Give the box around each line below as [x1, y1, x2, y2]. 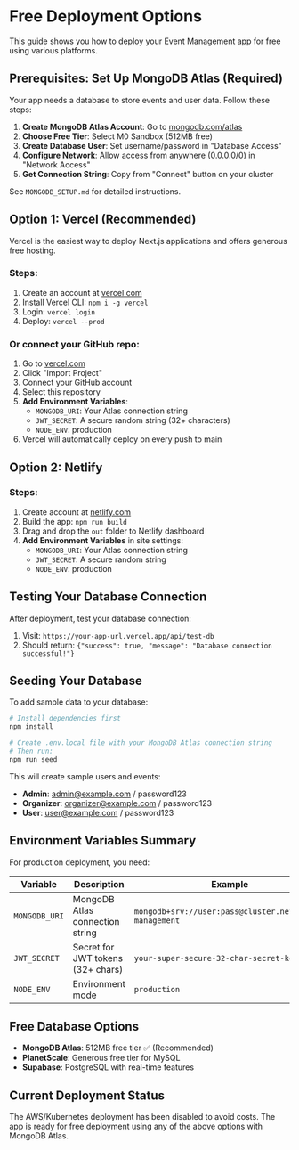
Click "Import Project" [21, 368, 102, 379]
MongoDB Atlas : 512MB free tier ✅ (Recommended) [21, 1042, 214, 1053]
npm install [9, 722, 53, 731]
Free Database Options [9, 1019, 140, 1034]
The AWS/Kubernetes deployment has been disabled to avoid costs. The [9, 1112, 276, 1122]
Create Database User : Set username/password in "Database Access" [21, 140, 282, 151]
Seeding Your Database [9, 673, 142, 689]
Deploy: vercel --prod [21, 315, 105, 326]
